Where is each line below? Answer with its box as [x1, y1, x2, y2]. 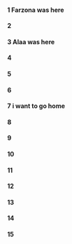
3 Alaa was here [7, 37, 55, 46]
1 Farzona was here [7, 6, 64, 14]
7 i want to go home [7, 102, 65, 110]
